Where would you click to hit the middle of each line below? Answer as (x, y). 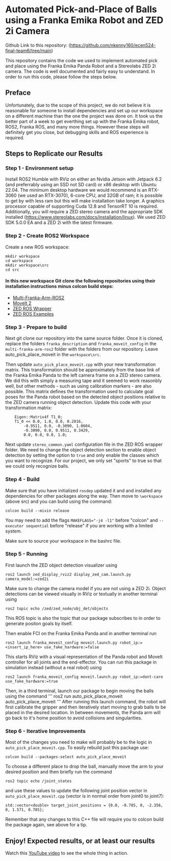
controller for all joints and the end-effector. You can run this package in (81, 662)
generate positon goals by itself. (39, 623)
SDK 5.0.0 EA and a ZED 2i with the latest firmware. (59, 222)
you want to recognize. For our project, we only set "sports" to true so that (83, 461)
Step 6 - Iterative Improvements (45, 731)
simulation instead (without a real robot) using (54, 667)
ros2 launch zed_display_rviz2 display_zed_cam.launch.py (68, 574)
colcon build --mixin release (38, 511)
